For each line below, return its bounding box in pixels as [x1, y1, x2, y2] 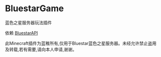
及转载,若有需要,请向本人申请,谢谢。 [5, 46, 77, 52]
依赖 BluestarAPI [5, 30, 38, 36]
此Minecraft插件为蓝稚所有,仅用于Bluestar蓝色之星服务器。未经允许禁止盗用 [5, 40, 157, 46]
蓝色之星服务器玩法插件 [5, 19, 52, 25]
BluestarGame [5, 3, 64, 14]
